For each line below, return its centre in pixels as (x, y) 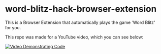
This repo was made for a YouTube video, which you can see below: (74, 37)
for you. (13, 27)
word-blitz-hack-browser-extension (81, 9)
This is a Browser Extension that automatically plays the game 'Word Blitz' (80, 22)
